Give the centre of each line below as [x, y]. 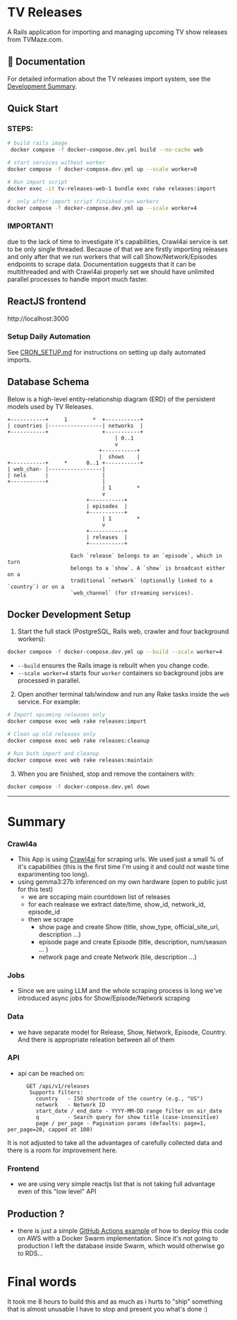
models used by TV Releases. [50, 406]
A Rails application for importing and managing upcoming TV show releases [117, 32]
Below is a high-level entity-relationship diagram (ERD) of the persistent [111, 399]
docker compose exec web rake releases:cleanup [79, 740]
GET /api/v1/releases [58, 1086]
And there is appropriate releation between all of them [96, 1039]
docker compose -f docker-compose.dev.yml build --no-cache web [107, 150]
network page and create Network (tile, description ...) [118, 957]
